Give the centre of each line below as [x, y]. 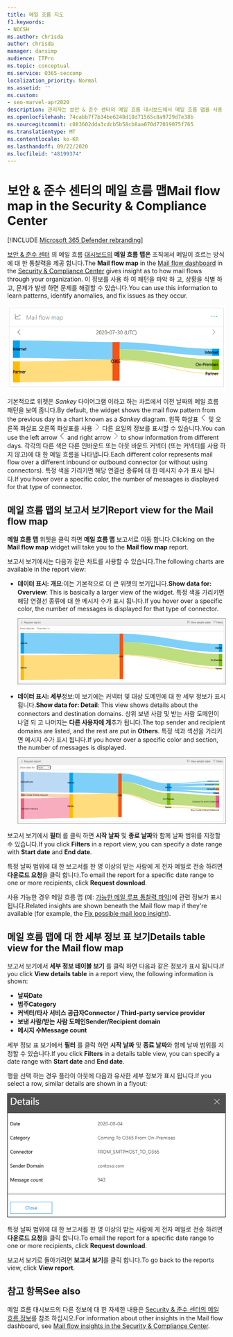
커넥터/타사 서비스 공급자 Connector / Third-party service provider [111, 1012]
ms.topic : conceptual [38, 66]
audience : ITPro [31, 59]
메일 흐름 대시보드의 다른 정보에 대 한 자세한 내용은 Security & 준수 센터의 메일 [113, 1309]
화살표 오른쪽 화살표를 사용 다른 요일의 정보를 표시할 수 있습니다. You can [122, 428]
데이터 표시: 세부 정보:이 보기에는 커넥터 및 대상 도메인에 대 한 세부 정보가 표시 [121, 696]
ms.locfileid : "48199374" [44, 154]
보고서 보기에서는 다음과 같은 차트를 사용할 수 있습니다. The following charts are [116, 561]
